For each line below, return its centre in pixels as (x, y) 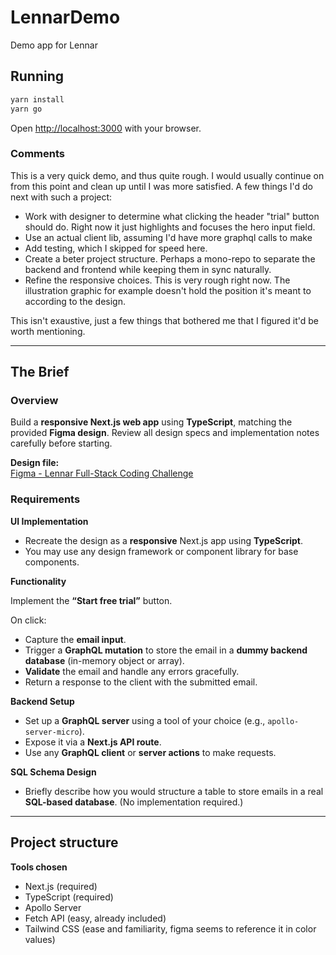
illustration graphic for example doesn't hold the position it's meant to (168, 290)
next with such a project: (61, 197)
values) (40, 939)
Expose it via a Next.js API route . (93, 742)
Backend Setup (42, 701)
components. (52, 562)
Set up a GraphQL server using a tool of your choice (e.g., (145, 720)
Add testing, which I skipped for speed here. (116, 248)
